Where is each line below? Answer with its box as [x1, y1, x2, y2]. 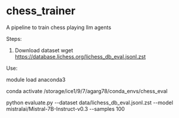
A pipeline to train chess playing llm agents [6, 24, 112, 31]
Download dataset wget [14, 46, 73, 54]
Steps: [6, 35, 22, 42]
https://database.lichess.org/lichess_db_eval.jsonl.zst [14, 53, 146, 60]
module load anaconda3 [6, 76, 66, 83]
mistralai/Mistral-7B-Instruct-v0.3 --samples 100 [6, 105, 125, 112]
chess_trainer [6, 4, 76, 18]
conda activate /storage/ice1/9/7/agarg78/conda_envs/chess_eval [6, 87, 168, 94]
